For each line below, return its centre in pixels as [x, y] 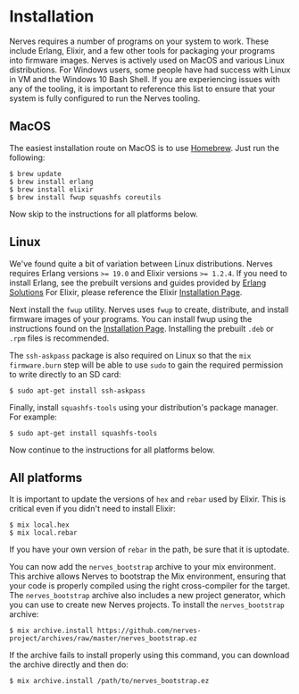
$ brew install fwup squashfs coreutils [86, 197]
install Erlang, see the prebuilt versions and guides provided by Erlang [138, 283]
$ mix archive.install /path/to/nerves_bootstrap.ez [109, 681]
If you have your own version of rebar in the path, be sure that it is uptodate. [149, 550]
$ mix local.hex [39, 525]
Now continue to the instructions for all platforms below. [112, 450]
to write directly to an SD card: [66, 374]
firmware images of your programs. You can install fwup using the [131, 318]
